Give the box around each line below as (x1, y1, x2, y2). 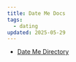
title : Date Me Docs (7, 10, 66, 17)
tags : (7, 16, 23, 23)
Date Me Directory (16, 48, 69, 56)
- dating (13, 22, 38, 29)
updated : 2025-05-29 (7, 29, 66, 36)
